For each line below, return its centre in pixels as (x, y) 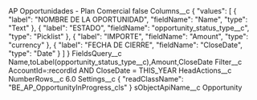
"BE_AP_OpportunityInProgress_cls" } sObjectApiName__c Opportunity (125, 87)
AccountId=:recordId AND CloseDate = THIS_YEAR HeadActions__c (120, 70)
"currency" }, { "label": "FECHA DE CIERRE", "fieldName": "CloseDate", (126, 45)
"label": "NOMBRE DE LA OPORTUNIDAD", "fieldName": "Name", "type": (128, 19)
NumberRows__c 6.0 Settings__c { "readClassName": (96, 79)
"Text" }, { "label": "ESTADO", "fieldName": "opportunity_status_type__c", (129, 28)
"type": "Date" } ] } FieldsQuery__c (65, 53)
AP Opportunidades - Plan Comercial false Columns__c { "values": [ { (122, 11)
